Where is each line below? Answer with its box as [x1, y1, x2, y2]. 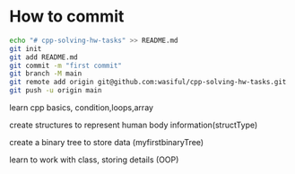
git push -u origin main [9, 86, 102, 95]
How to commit [9, 6, 125, 27]
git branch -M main [9, 69, 82, 78]
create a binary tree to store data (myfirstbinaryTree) [9, 137, 204, 148]
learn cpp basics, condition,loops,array [9, 102, 154, 113]
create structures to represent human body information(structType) [9, 119, 258, 131]
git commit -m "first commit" [9, 61, 123, 70]
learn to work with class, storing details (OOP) [9, 154, 179, 165]
